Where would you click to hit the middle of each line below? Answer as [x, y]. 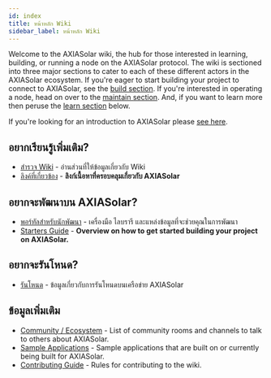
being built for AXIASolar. [62, 356]
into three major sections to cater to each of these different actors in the [129, 72]
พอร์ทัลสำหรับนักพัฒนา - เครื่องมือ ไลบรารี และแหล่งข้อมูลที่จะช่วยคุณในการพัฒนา [129, 222]
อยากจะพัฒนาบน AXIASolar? [73, 202]
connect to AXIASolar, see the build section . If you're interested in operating [135, 89]
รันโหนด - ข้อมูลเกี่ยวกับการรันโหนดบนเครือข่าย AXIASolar [102, 285]
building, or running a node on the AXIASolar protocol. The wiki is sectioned [135, 63]
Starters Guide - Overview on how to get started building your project [139, 231]
